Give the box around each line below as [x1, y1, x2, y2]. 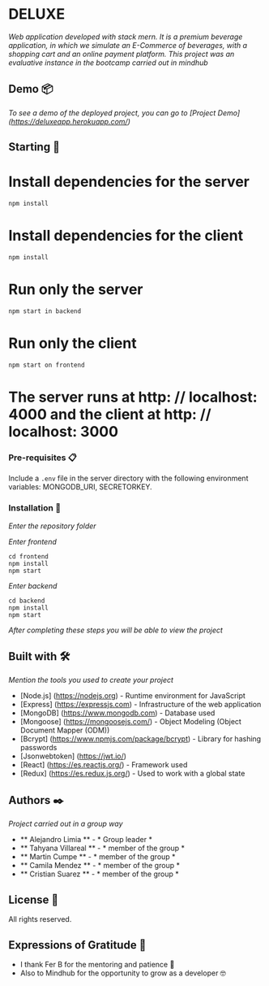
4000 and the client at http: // [8, 406, 212, 424]
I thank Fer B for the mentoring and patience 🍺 [19, 959, 175, 969]
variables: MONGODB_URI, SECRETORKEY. [8, 482, 152, 492]
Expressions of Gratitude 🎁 [8, 938, 147, 952]
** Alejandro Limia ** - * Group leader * [19, 835, 152, 845]
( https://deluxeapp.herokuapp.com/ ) [8, 116, 131, 126]
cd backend [8, 597, 45, 605]
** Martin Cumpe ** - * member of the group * [19, 852, 176, 862]
